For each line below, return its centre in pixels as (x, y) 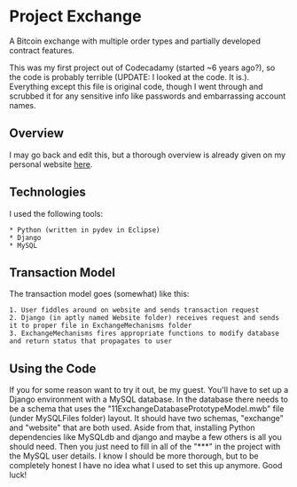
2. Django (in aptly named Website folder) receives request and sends (144, 318)
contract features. (42, 50)
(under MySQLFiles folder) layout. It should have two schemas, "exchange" (146, 419)
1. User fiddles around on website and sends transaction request (134, 310)
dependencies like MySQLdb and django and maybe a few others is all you (145, 437)
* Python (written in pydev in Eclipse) (85, 230)
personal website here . (51, 164)
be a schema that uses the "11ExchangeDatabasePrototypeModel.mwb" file (147, 409)
